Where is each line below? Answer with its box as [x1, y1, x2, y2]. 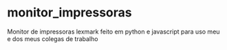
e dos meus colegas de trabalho [7, 34, 98, 42]
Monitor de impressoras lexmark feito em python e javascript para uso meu [7, 27, 220, 36]
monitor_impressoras [7, 5, 132, 21]
